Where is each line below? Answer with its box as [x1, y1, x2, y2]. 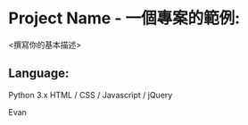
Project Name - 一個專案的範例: [8, 8, 241, 29]
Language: [8, 66, 70, 81]
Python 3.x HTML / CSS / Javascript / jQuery [8, 89, 173, 100]
